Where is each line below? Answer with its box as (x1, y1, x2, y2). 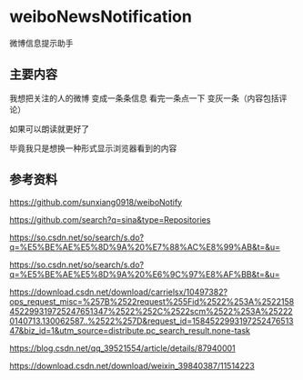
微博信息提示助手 (9, 37, 74, 48)
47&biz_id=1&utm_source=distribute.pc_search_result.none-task (9, 325, 250, 335)
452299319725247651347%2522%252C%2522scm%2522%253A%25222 (9, 305, 293, 316)
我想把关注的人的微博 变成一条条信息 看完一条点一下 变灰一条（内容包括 (9, 93, 279, 104)
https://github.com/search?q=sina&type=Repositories (9, 214, 211, 225)
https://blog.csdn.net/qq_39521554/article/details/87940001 (9, 343, 237, 354)
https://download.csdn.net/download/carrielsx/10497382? (9, 286, 228, 297)
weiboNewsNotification (9, 6, 193, 27)
